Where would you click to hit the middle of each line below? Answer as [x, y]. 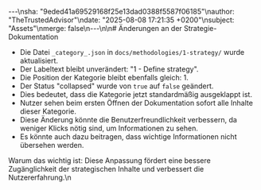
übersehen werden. [52, 145]
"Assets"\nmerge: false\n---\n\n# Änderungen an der [95, 28]
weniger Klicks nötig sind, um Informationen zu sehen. [109, 128]
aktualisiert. [39, 60]
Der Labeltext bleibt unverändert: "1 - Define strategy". [109, 69]
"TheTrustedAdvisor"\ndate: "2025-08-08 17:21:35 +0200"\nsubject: [121, 20]
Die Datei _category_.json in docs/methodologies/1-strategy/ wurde [132, 52]
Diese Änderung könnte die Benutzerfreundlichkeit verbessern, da [128, 120]
